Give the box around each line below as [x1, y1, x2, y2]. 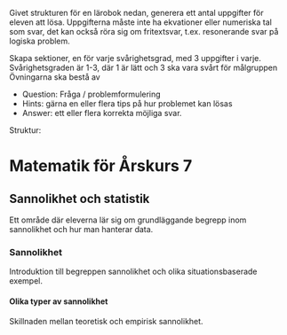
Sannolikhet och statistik [9, 191, 150, 206]
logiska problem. [9, 35, 71, 46]
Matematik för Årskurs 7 [9, 156, 193, 176]
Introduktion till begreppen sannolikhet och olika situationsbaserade [9, 266, 258, 277]
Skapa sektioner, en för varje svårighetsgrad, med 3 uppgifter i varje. [9, 53, 262, 63]
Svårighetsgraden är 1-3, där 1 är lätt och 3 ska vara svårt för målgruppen [9, 62, 278, 73]
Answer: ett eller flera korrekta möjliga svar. [21, 108, 182, 118]
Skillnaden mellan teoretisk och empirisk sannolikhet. [9, 316, 203, 326]
